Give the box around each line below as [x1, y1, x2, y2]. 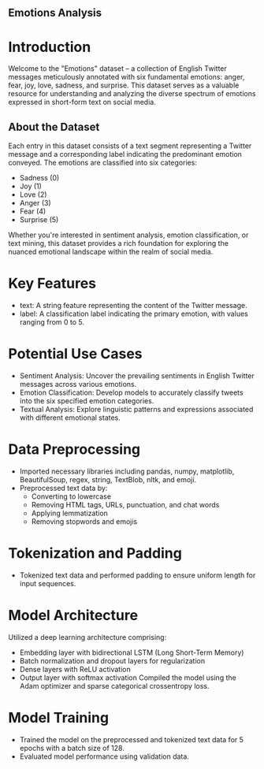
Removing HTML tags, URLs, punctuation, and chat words [31, 500, 220, 509]
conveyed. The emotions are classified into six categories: [8, 158, 197, 168]
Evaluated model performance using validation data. [19, 752, 189, 761]
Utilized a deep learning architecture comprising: [8, 632, 167, 641]
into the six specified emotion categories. [19, 396, 154, 406]
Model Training [8, 709, 109, 727]
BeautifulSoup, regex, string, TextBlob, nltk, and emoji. [19, 474, 197, 484]
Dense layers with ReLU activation [19, 664, 132, 674]
